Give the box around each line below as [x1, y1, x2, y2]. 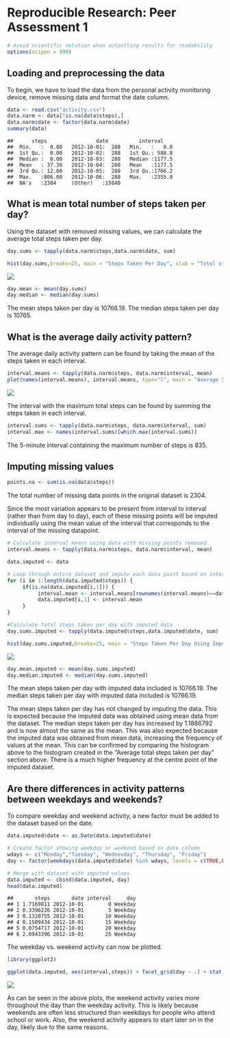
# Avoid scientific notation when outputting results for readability [7, 42, 213, 49]
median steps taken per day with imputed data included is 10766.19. [7, 691, 197, 700]
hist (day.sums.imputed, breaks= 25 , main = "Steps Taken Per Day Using [7, 640, 210, 647]
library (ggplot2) [7, 956, 57, 963]
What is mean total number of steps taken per [7, 198, 207, 210]
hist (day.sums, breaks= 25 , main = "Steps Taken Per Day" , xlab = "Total [7, 260, 216, 267]
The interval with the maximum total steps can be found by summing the [7, 401, 211, 409]
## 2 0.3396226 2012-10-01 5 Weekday [7, 907, 136, 914]
